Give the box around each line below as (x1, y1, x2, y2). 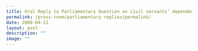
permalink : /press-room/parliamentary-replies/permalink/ (6, 14, 151, 20)
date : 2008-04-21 (6, 19, 49, 25)
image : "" (6, 36, 31, 42)
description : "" (6, 30, 46, 36)
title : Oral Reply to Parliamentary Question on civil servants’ (6, 8, 170, 15)
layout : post (6, 25, 38, 31)
